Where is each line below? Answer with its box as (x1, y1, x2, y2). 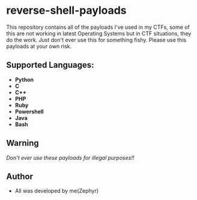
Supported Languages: (6, 60, 94, 70)
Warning (6, 138, 39, 148)
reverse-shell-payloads (6, 4, 127, 17)
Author (6, 171, 33, 181)
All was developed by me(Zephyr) (14, 187, 99, 195)
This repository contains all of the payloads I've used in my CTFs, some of (6, 23, 190, 31)
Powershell (14, 108, 44, 115)
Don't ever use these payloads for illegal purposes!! (6, 154, 135, 161)
